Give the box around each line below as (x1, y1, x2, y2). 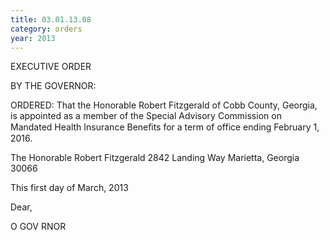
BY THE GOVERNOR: (10, 80, 97, 92)
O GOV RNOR (10, 221, 67, 233)
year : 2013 (10, 33, 56, 43)
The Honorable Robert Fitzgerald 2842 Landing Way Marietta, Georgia (10, 152, 300, 164)
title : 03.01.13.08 (10, 14, 92, 25)
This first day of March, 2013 (10, 182, 129, 194)
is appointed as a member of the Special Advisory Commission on (10, 110, 282, 122)
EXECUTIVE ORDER (10, 61, 92, 73)
